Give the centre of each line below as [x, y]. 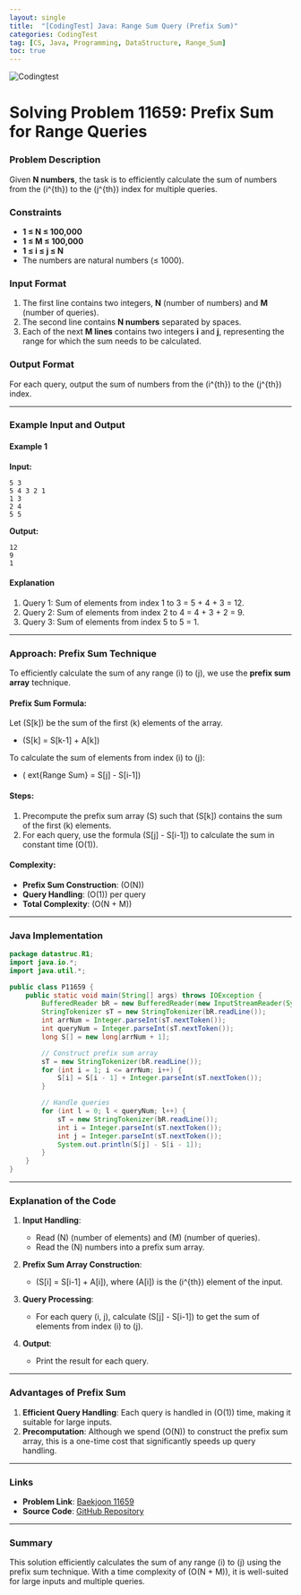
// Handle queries [76, 1103]
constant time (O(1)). [60, 844]
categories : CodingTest [54, 34]
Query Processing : [58, 1299]
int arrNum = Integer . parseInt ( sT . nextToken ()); [134, 1020]
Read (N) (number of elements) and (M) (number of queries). [148, 1238]
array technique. [40, 683]
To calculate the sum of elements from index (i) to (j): [107, 758]
